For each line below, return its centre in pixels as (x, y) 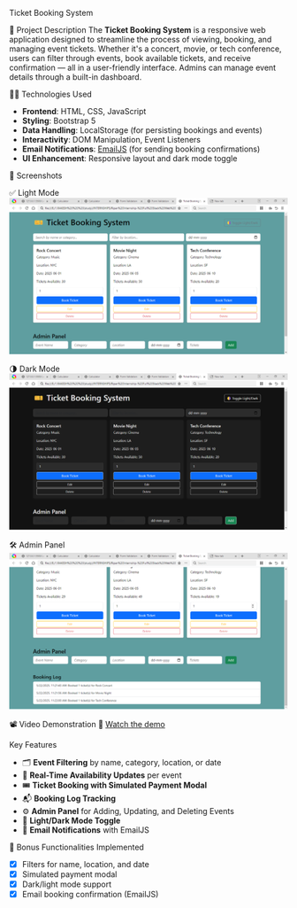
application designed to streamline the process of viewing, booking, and (141, 39)
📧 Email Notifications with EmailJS (86, 830)
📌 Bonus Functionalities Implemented (76, 847)
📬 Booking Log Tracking (69, 798)
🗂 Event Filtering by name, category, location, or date (122, 762)
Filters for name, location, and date (86, 864)
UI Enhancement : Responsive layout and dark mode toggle (129, 158)
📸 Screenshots (36, 175)
